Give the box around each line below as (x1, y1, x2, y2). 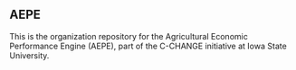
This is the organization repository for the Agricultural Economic (9, 31, 249, 41)
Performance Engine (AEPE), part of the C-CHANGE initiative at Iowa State (9, 40, 287, 51)
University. (9, 49, 50, 61)
